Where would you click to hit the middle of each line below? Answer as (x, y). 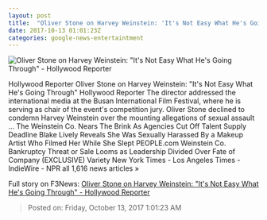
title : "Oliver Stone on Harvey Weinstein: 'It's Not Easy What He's (128, 23)
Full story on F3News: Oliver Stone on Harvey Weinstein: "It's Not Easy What (133, 184)
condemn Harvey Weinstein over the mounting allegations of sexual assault (132, 118)
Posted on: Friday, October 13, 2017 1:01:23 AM (104, 208)
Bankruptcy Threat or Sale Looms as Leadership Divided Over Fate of (122, 152)
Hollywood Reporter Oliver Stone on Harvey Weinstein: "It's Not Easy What (131, 84)
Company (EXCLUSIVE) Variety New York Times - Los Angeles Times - (124, 160)
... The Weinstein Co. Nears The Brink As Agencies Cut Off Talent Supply (128, 126)
